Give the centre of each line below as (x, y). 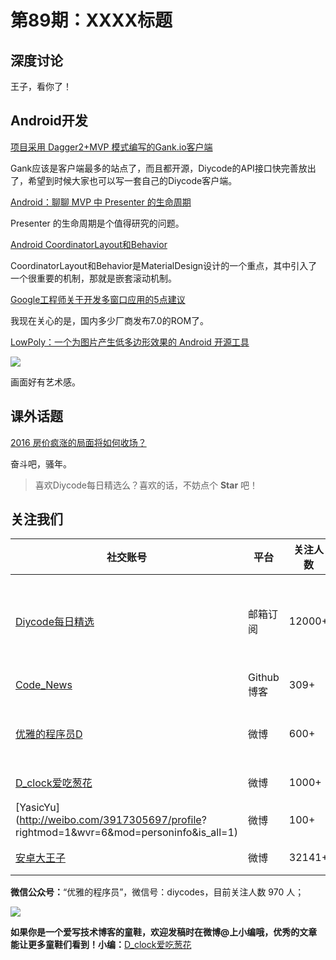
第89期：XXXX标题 (91, 20)
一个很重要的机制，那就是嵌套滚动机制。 (93, 278)
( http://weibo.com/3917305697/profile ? (111, 820)
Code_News (44, 685)
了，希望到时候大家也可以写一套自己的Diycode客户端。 (124, 180)
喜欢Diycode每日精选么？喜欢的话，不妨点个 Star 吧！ (146, 485)
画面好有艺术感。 (45, 382)
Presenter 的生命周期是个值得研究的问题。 (97, 223)
